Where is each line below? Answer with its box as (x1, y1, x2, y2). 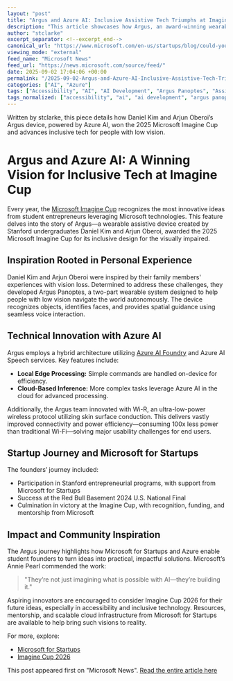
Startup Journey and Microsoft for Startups (7, 447, 199, 459)
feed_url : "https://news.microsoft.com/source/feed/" (7, 62, 166, 69)
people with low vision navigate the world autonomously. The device (7, 295, 203, 303)
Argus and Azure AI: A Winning (7, 152, 191, 168)
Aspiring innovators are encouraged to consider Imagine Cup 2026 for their (7, 596, 223, 605)
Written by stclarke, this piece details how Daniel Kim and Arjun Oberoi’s (7, 113, 214, 122)
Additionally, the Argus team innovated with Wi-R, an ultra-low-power (7, 404, 206, 413)
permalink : (7, 74, 39, 82)
